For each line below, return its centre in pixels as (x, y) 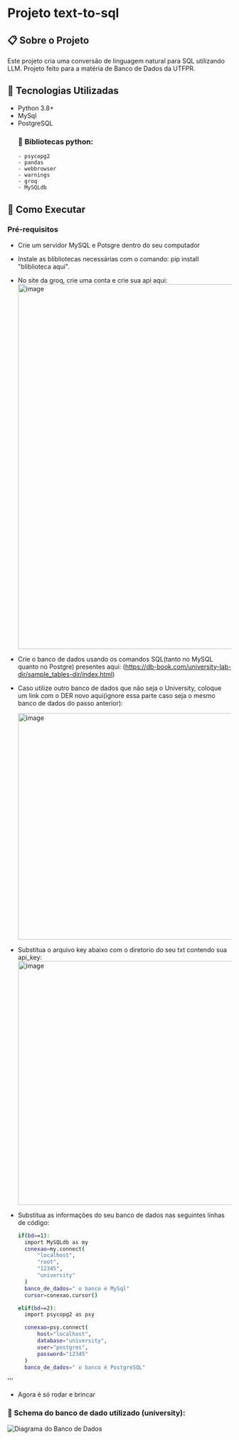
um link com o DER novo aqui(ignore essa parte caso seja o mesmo (116, 695)
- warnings (34, 175)
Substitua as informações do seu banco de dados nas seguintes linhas (121, 1215)
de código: (33, 1222)
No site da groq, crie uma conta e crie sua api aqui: (92, 280)
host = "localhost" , (64, 1334)
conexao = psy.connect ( (57, 1327)
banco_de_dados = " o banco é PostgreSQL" (85, 1367)
